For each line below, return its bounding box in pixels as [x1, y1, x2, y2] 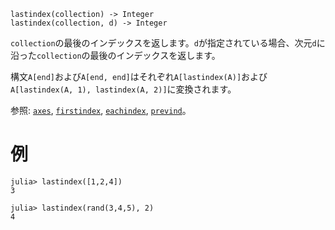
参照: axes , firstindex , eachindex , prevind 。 [10, 105, 192, 116]
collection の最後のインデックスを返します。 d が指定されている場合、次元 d [10, 37, 317, 49]
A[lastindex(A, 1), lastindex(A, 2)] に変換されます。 [10, 83, 237, 95]
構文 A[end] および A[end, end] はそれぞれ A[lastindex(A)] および [10, 71, 268, 82]
